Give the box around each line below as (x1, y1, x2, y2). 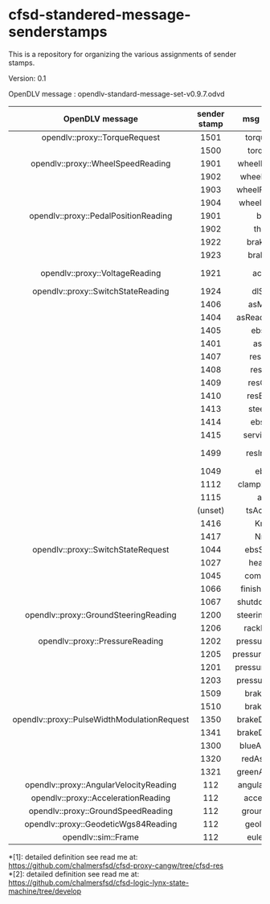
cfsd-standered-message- (8, 6, 191, 24)
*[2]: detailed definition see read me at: (8, 869, 140, 878)
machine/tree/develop (8, 886, 82, 896)
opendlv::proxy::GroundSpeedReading (28, 805, 174, 816)
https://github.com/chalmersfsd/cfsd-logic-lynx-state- (8, 877, 190, 887)
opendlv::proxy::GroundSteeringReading (25, 609, 177, 620)
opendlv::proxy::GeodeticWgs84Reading (24, 818, 178, 829)
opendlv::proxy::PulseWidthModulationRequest (12, 713, 190, 725)
